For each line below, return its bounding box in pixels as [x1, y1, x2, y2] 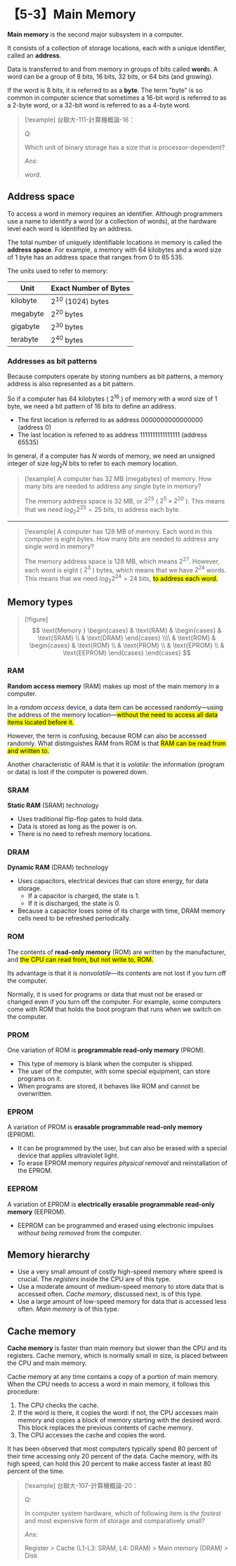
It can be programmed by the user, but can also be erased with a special [17, 1144, 228, 1153]
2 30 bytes [51, 321, 84, 332]
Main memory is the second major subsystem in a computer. [7, 30, 184, 39]
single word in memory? [24, 542, 95, 551]
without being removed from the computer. [17, 1228, 142, 1237]
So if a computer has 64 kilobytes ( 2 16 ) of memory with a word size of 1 [7, 393, 218, 403]
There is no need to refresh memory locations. [17, 830, 152, 838]
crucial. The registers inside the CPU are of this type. [17, 1275, 171, 1283]
